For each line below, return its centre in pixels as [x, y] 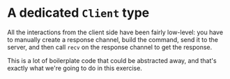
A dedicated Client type [78, 13]
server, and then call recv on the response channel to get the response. [110, 47]
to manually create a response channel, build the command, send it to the [113, 39]
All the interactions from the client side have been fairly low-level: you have [115, 32]
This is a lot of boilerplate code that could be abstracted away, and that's [112, 60]
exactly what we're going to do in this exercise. [75, 68]
